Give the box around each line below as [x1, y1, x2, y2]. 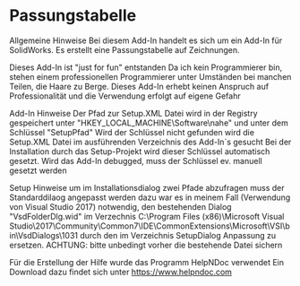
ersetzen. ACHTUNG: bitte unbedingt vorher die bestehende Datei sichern [9, 239, 283, 250]
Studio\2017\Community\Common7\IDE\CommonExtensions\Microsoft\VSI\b [9, 221, 291, 231]
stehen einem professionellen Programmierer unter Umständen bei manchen [9, 71, 292, 82]
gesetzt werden [9, 165, 67, 176]
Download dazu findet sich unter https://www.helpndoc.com [9, 266, 233, 277]
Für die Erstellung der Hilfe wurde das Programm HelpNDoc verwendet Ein [9, 256, 285, 267]
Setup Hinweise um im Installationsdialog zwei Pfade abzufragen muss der [9, 182, 285, 193]
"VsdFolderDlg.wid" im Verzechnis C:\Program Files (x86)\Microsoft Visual [9, 211, 285, 221]
